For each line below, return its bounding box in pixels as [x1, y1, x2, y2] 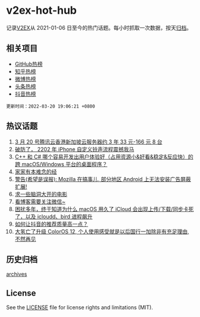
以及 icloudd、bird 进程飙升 [25, 213, 93, 220]
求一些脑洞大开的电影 [14, 190, 67, 197]
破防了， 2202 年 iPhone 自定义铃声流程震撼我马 [14, 145, 135, 153]
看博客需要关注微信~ [14, 198, 66, 205]
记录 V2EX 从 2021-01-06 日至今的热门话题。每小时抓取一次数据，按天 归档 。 [6, 24, 192, 31]
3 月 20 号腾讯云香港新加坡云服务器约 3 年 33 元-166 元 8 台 [14, 138, 162, 145]
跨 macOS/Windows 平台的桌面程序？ [14, 160, 108, 167]
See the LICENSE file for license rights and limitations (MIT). [6, 304, 154, 311]
